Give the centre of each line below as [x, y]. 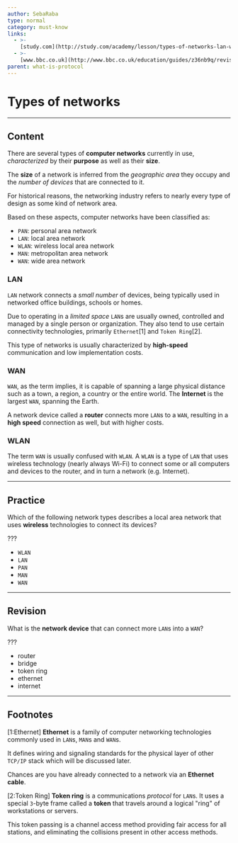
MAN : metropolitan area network [63, 254]
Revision [27, 611]
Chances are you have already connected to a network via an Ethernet [111, 774]
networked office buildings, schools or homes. [75, 302]
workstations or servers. [43, 810]
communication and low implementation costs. [75, 352]
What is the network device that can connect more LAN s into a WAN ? [106, 628]
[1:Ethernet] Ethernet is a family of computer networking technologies [109, 732]
